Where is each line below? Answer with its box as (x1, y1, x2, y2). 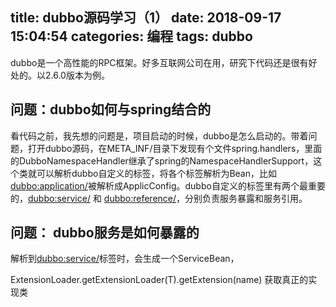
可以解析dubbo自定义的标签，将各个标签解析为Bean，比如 (36, 167, 277, 179)
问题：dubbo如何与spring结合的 (10, 101, 212, 118)
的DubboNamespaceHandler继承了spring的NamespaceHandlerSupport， (10, 154, 314, 167)
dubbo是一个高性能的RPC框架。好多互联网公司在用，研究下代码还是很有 (10, 56, 309, 68)
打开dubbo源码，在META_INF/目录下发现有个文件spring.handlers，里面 (27, 142, 323, 154)
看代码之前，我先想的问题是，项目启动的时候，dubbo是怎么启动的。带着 (10, 129, 309, 142)
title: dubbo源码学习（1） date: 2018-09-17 (10, 9, 282, 27)
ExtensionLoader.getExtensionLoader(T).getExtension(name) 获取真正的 (10, 274, 309, 286)
